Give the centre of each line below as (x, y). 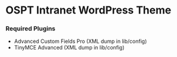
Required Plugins (30, 29)
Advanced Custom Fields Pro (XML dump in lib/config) (80, 41)
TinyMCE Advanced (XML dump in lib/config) (69, 48)
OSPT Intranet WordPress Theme (88, 10)
